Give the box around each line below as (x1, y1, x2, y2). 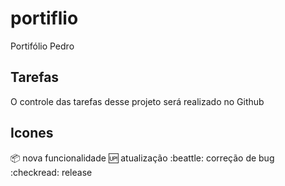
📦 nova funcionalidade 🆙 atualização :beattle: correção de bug (10, 152, 275, 164)
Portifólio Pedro (10, 40, 75, 52)
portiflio (10, 7, 79, 30)
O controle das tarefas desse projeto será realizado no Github (10, 95, 265, 107)
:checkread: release (10, 166, 93, 178)
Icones (10, 125, 54, 142)
